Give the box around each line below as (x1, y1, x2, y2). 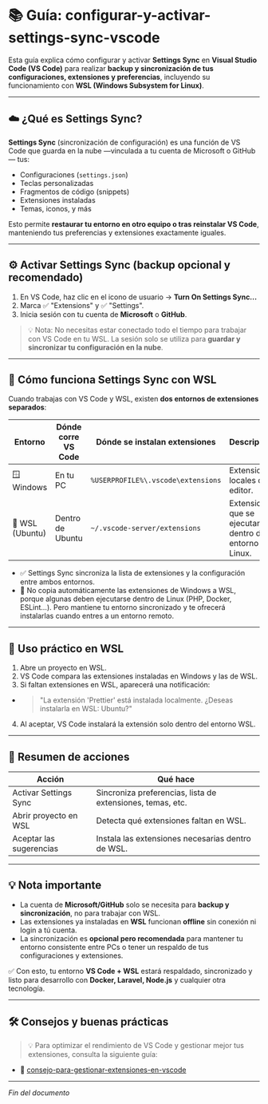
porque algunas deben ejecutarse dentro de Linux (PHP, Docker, (19, 594, 232, 603)
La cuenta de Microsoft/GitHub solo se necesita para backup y (19, 900, 230, 909)
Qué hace (156, 774, 195, 785)
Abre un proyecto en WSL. (19, 663, 108, 673)
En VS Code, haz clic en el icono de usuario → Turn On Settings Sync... (19, 292, 258, 302)
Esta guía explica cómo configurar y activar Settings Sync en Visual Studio (8, 55, 258, 65)
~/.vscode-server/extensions (90, 524, 202, 533)
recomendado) (8, 271, 84, 284)
